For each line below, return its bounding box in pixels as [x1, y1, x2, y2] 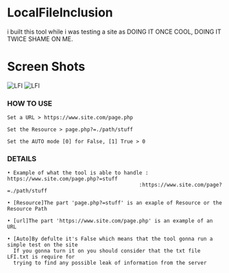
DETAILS [7, 154, 36, 164]
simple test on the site [7, 241, 78, 248]
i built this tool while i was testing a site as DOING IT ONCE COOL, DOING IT [7, 27, 221, 36]
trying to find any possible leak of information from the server [13, 259, 207, 267]
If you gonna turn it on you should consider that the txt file [13, 248, 201, 254]
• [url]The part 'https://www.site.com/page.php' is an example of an [7, 217, 213, 224]
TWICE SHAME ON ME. [7, 34, 73, 43]
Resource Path [7, 206, 48, 213]
